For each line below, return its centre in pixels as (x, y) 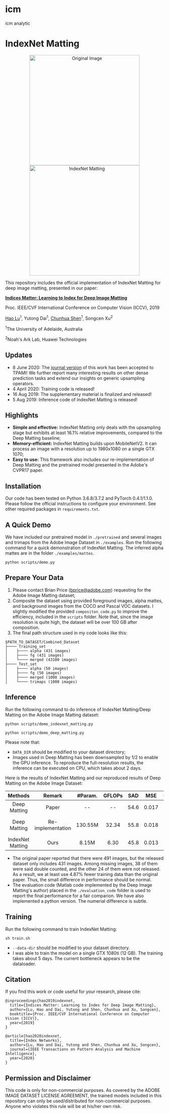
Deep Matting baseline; (37, 438)
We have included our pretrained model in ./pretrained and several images (83, 537)
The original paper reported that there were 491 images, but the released (88, 858)
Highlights (22, 415)
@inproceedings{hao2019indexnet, (40, 1001)
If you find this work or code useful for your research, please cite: (73, 991)
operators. (23, 383)
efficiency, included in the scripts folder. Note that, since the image (83, 617)
